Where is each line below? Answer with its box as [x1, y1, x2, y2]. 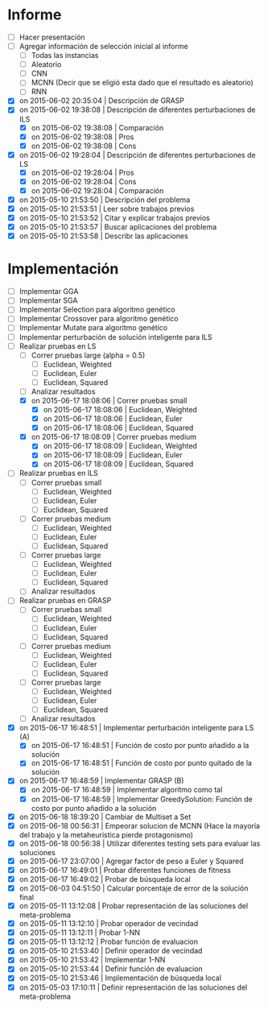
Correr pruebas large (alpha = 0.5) [31, 350, 146, 360]
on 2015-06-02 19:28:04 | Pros [31, 167, 134, 177]
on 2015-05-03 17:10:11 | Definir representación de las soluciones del [19, 982, 248, 992]
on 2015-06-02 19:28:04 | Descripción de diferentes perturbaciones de [19, 150, 256, 159]
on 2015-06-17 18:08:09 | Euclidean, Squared [43, 459, 194, 469]
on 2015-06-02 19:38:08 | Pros [31, 131, 134, 142]
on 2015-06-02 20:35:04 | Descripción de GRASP [19, 96, 184, 105]
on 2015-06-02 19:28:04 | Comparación [31, 185, 164, 195]
